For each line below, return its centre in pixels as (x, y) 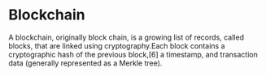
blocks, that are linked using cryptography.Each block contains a (117, 45)
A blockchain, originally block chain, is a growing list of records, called (126, 37)
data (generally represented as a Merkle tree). (85, 63)
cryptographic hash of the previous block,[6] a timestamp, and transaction (133, 54)
